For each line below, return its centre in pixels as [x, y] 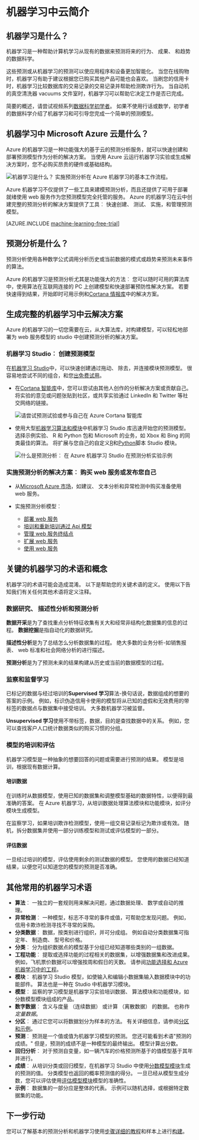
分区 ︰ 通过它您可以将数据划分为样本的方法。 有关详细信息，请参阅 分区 [102, 1021]
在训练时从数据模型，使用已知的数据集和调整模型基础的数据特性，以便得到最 [99, 796]
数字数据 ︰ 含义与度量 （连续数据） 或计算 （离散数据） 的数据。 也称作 [102, 1006]
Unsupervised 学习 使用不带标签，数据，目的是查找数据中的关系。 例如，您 [98, 721]
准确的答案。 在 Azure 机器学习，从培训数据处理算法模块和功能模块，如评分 [99, 803]
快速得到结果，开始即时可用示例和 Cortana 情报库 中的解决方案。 [84, 293]
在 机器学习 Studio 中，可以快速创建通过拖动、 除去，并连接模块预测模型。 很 [99, 368]
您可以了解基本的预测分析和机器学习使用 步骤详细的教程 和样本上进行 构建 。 [97, 1131]
